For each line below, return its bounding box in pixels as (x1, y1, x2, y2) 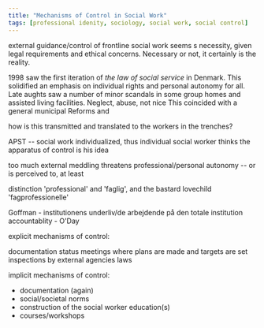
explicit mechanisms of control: (8, 231, 110, 240)
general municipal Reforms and (8, 106, 110, 115)
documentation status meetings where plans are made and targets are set (8, 246, 248, 256)
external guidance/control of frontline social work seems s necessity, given (8, 40, 252, 50)
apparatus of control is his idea (8, 145, 109, 155)
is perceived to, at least (8, 169, 84, 178)
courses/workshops (19, 311, 85, 320)
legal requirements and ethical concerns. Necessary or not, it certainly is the (8, 49, 257, 58)
